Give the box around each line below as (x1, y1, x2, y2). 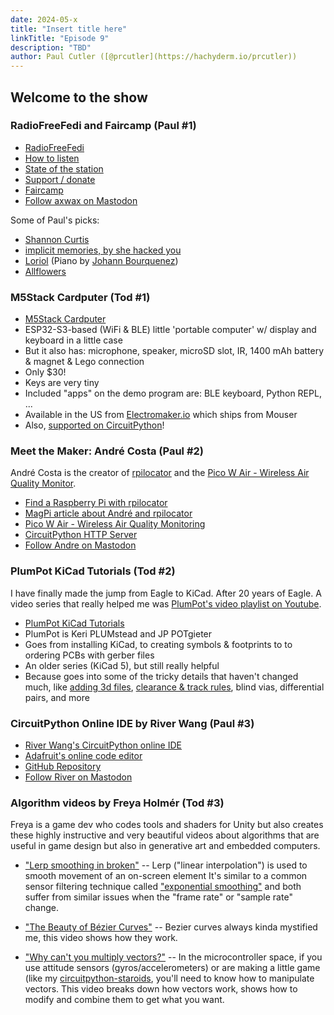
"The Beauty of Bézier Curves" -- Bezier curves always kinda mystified (24, 921, 318, 933)
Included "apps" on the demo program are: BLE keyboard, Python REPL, (24, 387, 322, 400)
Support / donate (24, 173, 96, 185)
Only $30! (24, 366, 67, 378)
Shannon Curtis (24, 233, 90, 245)
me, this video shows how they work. (24, 932, 178, 944)
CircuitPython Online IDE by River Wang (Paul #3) (10, 716, 255, 730)
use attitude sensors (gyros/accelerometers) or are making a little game (24, 962, 321, 974)
